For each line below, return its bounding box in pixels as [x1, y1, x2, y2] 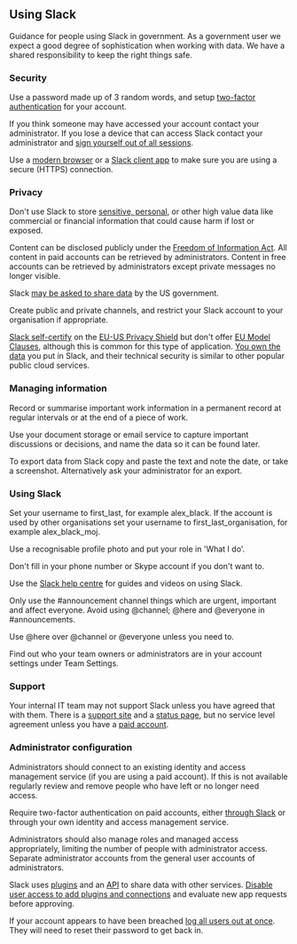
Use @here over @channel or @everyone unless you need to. [9, 631, 235, 642]
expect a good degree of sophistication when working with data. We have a [9, 40, 285, 51]
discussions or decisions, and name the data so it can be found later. [9, 439, 261, 449]
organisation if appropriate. [9, 314, 109, 325]
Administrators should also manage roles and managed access [9, 834, 239, 845]
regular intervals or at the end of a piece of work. [9, 412, 189, 423]
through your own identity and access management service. [9, 816, 229, 827]
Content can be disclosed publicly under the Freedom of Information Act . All [9, 242, 288, 253]
